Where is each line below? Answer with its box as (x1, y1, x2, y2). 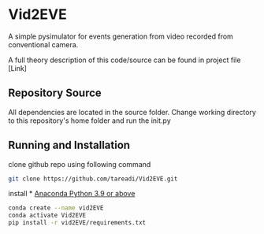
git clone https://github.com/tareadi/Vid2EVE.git (8, 175, 178, 183)
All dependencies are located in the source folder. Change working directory (8, 107, 256, 117)
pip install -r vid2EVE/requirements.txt (8, 219, 147, 227)
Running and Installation (8, 139, 131, 152)
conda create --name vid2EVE (8, 204, 104, 212)
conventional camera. (8, 39, 79, 49)
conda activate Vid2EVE (8, 211, 87, 220)
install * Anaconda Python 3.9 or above (8, 189, 136, 199)
